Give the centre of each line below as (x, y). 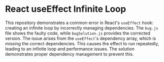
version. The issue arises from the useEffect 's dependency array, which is (81, 38)
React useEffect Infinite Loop (66, 9)
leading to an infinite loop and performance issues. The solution (70, 49)
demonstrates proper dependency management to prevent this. (69, 54)
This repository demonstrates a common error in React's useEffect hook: (79, 23)
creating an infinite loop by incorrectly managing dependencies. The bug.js (82, 28)
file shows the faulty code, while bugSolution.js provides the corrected (78, 33)
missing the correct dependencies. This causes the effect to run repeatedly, (82, 43)
